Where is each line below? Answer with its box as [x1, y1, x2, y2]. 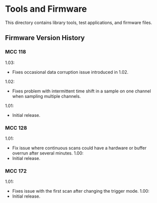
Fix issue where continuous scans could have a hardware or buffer [12, 145, 147, 151]
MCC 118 [5, 48, 26, 55]
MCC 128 [5, 124, 27, 131]
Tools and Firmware [5, 3, 87, 15]
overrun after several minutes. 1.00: [12, 150, 84, 156]
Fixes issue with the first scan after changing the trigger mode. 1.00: [12, 188, 150, 194]
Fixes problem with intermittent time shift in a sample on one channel [12, 88, 151, 94]
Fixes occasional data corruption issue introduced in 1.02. [12, 69, 129, 75]
